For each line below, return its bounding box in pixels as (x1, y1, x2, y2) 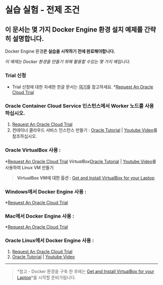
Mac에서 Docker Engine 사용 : (5, 213, 74, 220)
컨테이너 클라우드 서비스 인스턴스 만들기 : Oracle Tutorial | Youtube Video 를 (12, 127, 158, 133)
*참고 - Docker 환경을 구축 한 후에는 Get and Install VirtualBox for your (16, 268, 154, 274)
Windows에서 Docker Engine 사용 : (5, 188, 86, 195)
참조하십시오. (12, 133, 37, 139)
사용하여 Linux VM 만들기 (5, 164, 54, 171)
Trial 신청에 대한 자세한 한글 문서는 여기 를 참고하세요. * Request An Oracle (12, 84, 154, 90)
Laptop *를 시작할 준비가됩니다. (16, 274, 76, 280)
